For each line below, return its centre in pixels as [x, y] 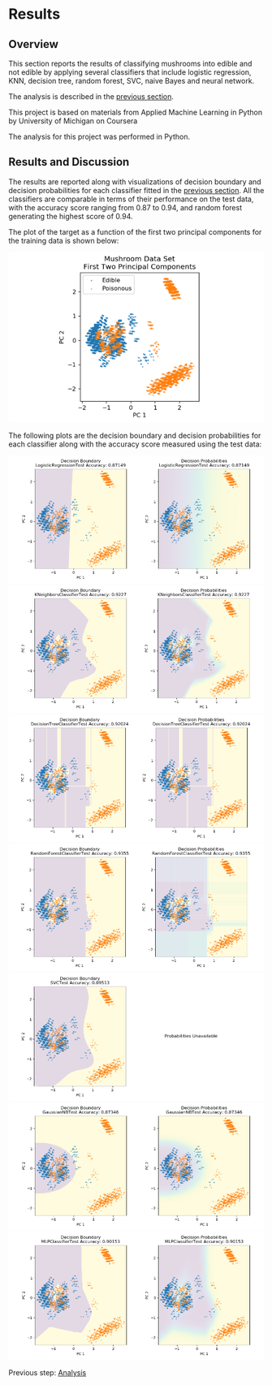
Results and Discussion [69, 162]
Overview [34, 44]
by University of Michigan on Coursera [73, 121]
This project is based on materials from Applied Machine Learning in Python [135, 112]
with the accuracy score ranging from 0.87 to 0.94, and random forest [125, 207]
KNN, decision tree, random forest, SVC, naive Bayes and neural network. [132, 81]
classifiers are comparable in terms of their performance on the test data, [131, 199]
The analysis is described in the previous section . [91, 97]
